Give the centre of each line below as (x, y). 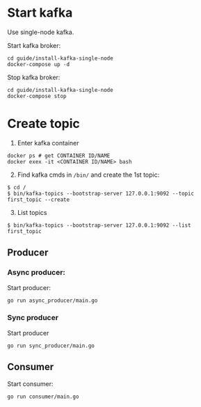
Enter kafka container (48, 143)
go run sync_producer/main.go (51, 346)
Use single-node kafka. (41, 32)
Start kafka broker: (34, 45)
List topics (32, 212)
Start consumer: (30, 383)
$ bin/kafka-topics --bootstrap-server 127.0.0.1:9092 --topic (101, 193)
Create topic (43, 124)
